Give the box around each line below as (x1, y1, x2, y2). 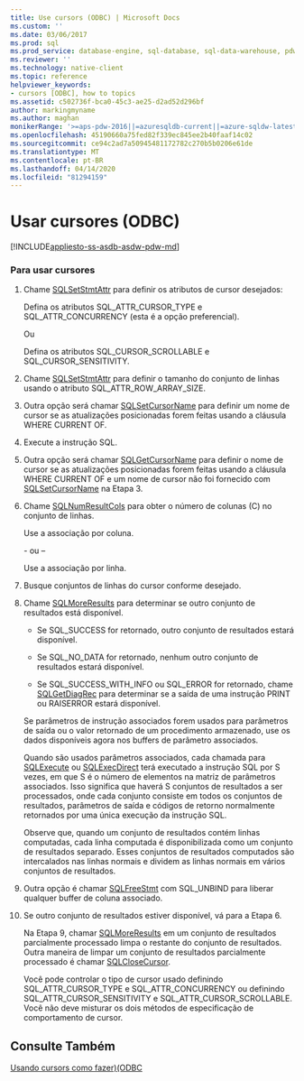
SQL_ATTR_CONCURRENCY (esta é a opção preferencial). (23, 311, 240, 322)
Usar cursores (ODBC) (10, 211, 180, 232)
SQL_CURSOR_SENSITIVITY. (23, 356, 130, 366)
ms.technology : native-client (10, 64, 124, 73)
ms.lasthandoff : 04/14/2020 (10, 164, 116, 173)
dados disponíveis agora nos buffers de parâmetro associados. (23, 735, 259, 745)
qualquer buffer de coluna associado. (23, 892, 163, 903)
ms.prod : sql (10, 38, 60, 48)
